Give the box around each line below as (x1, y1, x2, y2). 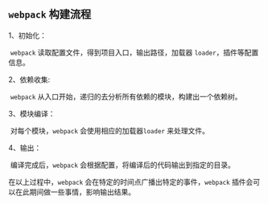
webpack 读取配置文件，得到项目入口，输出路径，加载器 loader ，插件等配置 (10, 47, 259, 57)
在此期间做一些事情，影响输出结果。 (14, 187, 135, 197)
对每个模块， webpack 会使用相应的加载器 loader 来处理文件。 (10, 125, 209, 135)
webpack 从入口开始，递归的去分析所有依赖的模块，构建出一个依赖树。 (10, 92, 242, 101)
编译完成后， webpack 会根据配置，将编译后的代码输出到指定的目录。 (10, 160, 235, 169)
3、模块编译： (8, 108, 56, 118)
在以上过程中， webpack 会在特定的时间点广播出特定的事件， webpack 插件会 (8, 177, 254, 186)
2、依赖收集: (8, 75, 51, 84)
